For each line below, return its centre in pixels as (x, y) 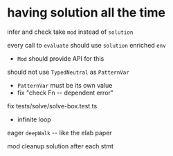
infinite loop (34, 119)
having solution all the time (86, 13)
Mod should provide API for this (61, 58)
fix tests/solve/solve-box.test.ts (52, 106)
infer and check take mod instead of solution (70, 32)
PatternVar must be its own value (65, 85)
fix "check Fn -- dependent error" (65, 92)
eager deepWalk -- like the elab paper (60, 133)
